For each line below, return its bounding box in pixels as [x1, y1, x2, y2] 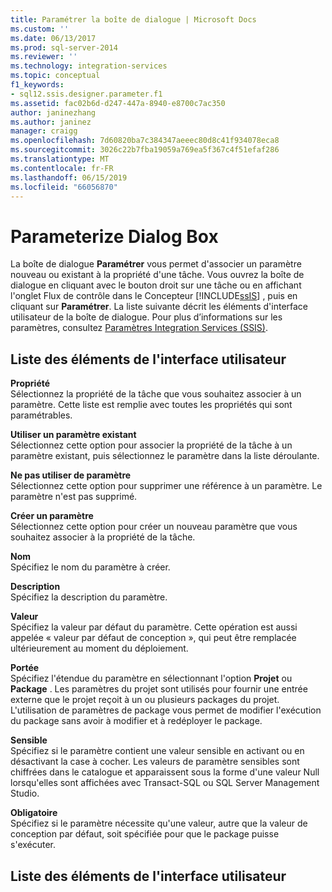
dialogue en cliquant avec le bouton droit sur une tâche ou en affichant [10, 279, 302, 291]
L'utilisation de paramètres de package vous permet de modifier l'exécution [10, 704, 322, 716]
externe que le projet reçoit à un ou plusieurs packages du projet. [10, 694, 280, 706]
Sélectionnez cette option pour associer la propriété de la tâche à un [10, 439, 293, 451]
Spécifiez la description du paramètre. [10, 591, 168, 603]
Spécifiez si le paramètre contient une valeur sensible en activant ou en [10, 745, 305, 757]
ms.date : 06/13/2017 [10, 33, 97, 43]
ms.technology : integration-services [10, 61, 168, 71]
